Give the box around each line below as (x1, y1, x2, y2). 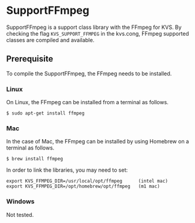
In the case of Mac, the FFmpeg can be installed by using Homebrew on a (6, 138, 190, 145)
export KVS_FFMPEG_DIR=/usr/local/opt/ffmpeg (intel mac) (6, 178, 169, 184)
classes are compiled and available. (6, 36, 94, 43)
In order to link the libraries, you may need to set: (6, 166, 128, 174)
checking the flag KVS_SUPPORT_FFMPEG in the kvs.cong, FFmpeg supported (6, 30, 190, 37)
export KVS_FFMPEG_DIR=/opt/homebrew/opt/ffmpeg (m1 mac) (6, 183, 161, 190)
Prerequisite (6, 54, 54, 64)
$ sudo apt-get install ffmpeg (6, 110, 85, 116)
